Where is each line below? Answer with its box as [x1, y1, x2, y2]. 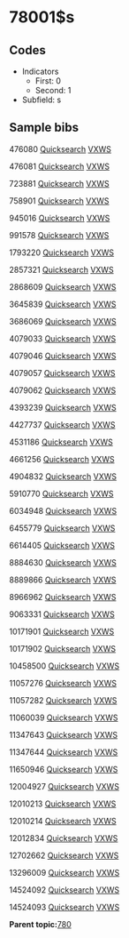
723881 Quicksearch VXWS [9, 178, 110, 188]
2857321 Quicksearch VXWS [9, 264, 114, 275]
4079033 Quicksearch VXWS [9, 333, 117, 344]
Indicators [21, 66, 59, 76]
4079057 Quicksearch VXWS [9, 367, 116, 378]
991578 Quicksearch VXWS [9, 229, 110, 240]
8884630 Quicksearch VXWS [9, 557, 117, 567]
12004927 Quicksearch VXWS [9, 781, 119, 791]
